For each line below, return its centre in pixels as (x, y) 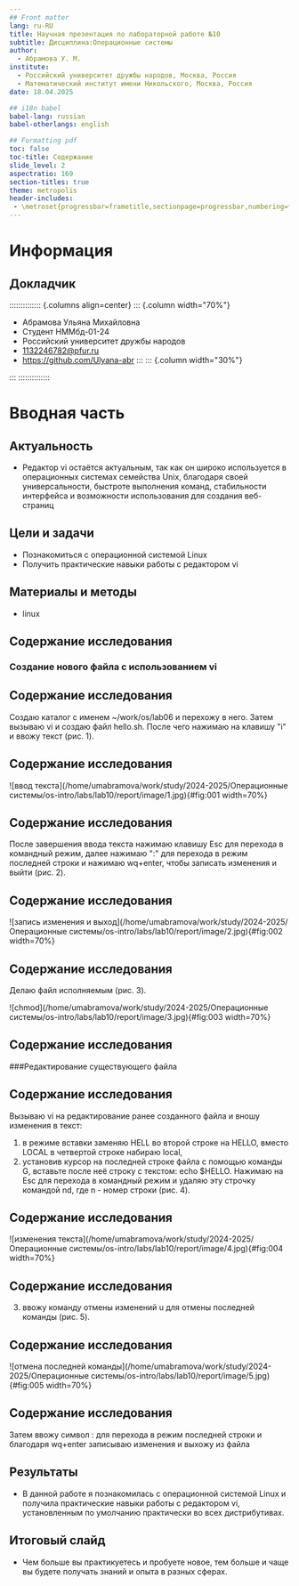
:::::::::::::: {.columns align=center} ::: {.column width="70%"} (120, 305)
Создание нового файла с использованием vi (113, 667)
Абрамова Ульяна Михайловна (81, 322)
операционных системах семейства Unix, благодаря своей (135, 477)
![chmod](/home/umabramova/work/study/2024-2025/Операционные (139, 1007)
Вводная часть (67, 413)
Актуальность (51, 446)
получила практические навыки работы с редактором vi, (131, 1503)
